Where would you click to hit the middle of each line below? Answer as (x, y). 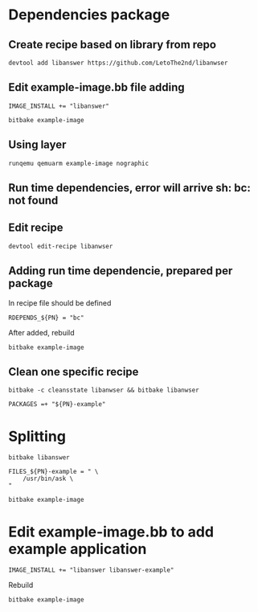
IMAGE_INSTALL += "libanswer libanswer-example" (91, 570)
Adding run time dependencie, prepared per (121, 271)
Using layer (37, 145)
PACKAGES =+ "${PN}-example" (57, 405)
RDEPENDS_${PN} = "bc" (46, 318)
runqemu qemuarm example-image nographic (79, 163)
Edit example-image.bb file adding (96, 87)
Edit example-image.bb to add (111, 532)
